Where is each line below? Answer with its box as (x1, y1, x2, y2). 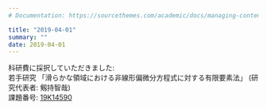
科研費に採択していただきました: (8, 63, 115, 73)
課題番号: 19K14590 (8, 92, 73, 103)
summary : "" (8, 33, 48, 41)
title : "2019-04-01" (8, 25, 77, 34)
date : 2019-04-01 (8, 40, 66, 48)
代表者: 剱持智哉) (14, 83, 72, 92)
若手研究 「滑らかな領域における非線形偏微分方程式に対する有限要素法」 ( (8, 73, 252, 83)
